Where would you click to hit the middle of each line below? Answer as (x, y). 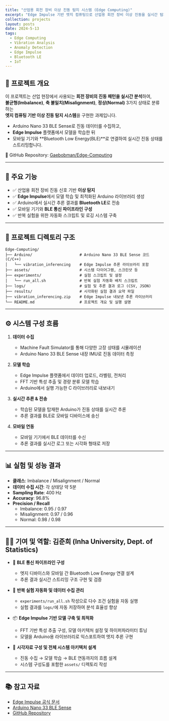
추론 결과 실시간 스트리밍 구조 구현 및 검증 (61, 580)
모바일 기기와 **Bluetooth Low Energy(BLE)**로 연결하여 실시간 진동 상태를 (88, 139)
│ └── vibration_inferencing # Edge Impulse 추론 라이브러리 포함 (77, 265)
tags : (11, 33)
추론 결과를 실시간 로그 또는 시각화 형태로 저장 (65, 443)
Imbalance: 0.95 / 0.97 (43, 509)
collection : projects (28, 19)
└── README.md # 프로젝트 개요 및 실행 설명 (68, 302)
